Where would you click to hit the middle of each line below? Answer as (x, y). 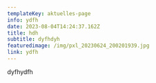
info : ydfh (23, 20)
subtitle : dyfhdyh (33, 39)
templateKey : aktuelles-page (49, 13)
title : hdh (23, 33)
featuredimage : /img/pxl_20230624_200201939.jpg (78, 46)
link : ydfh (23, 53)
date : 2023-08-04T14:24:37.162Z (53, 26)
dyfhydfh (20, 72)
